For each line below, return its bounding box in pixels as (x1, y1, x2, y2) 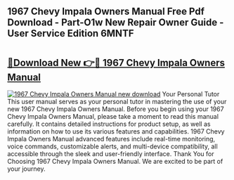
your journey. (7, 165, 46, 173)
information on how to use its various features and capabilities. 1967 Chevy (7, 127, 225, 136)
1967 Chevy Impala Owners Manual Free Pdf (7, 6, 205, 18)
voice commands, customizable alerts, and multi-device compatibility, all (7, 142, 218, 150)
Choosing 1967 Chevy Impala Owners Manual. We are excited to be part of (7, 157, 223, 165)
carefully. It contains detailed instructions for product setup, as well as (7, 120, 211, 128)
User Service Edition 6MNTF (7, 27, 134, 39)
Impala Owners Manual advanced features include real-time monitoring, (7, 135, 216, 143)
